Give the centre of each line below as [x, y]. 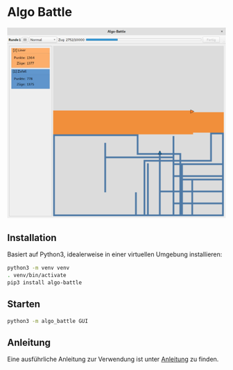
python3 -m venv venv [38, 268]
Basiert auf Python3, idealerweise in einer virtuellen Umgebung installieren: [115, 254]
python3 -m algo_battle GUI [48, 321]
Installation [32, 237]
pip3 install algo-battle [44, 283]
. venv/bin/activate [37, 275]
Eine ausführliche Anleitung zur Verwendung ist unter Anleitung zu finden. [113, 359]
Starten [24, 305]
